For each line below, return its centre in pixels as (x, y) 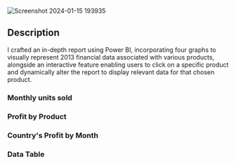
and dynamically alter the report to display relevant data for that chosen (111, 72)
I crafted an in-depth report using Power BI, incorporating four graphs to (112, 50)
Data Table (26, 154)
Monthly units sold (40, 97)
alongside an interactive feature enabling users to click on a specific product (118, 64)
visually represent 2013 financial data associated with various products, (111, 57)
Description (33, 33)
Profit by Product (37, 116)
